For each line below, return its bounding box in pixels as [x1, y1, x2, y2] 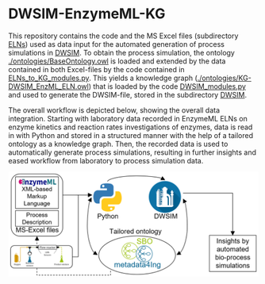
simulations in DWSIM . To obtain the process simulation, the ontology [8, 48, 236, 57]
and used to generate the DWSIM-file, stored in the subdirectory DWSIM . [8, 90, 248, 99]
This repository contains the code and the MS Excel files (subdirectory [8, 31, 239, 40]
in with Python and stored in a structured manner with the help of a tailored [8, 130, 254, 140]
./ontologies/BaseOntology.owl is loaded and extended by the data [8, 56, 226, 66]
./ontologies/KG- [197, 73, 252, 83]
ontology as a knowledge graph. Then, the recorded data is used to [8, 139, 229, 148]
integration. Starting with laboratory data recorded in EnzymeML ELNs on [8, 113, 248, 123]
